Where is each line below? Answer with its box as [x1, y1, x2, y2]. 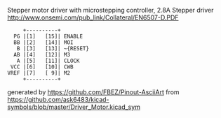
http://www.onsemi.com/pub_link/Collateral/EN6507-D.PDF [7, 13, 179, 22]
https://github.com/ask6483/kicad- [7, 96, 110, 103]
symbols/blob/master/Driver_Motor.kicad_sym [7, 103, 140, 111]
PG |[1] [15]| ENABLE [13, 33, 83, 40]
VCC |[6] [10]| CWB [10, 64, 74, 71]
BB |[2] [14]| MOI [13, 39, 74, 46]
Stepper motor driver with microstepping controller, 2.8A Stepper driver [7, 6, 214, 14]
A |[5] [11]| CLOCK [16, 57, 80, 64]
